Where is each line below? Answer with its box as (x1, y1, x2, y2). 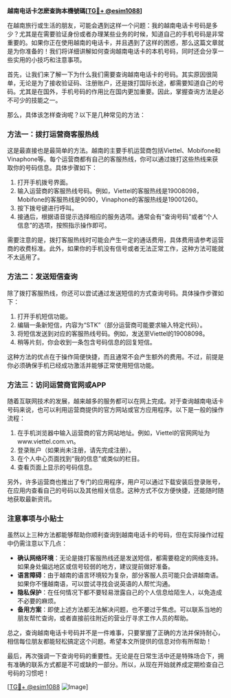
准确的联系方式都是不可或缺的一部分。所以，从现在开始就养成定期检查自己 (12, 660, 224, 669)
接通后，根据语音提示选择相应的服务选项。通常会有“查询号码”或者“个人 (16, 212, 219, 221)
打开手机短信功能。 (16, 312, 72, 320)
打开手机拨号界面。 (16, 178, 72, 186)
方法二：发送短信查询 (7, 272, 78, 281)
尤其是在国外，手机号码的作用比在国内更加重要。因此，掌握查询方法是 (19, 87, 218, 96)
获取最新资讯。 (12, 494, 56, 503)
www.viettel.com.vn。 (16, 437, 80, 446)
